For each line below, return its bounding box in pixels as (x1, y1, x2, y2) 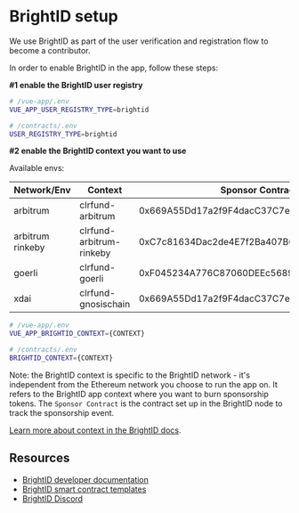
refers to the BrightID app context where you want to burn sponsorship (9, 388, 269, 399)
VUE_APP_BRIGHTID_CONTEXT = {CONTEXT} (9, 330, 145, 338)
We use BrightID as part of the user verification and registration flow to (9, 36, 269, 46)
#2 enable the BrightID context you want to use (9, 145, 187, 157)
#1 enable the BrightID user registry (9, 79, 143, 90)
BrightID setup (9, 6, 118, 27)
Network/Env (13, 184, 71, 197)
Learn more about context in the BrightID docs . (9, 425, 182, 436)
